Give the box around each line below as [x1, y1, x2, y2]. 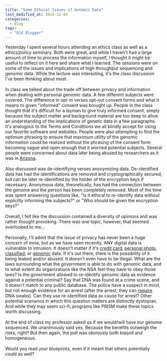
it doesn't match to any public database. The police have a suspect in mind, [5, 282, 161, 288]
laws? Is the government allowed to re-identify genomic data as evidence [5, 272, 156, 277]
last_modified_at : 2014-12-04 [5, 12, 68, 17]
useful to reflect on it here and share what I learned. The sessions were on [5, 60, 158, 66]
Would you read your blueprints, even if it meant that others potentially [5, 346, 151, 352]
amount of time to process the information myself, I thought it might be [5, 55, 151, 60]
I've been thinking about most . [5, 76, 69, 82]
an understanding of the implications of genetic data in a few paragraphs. [5, 118, 156, 124]
